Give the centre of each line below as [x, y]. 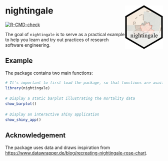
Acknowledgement [35, 135]
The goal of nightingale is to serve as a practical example [65, 34]
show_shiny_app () [23, 120]
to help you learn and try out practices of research [57, 40]
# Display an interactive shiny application [52, 114]
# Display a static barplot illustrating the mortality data [70, 99]
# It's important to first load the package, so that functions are [78, 83]
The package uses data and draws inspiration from [57, 147]
